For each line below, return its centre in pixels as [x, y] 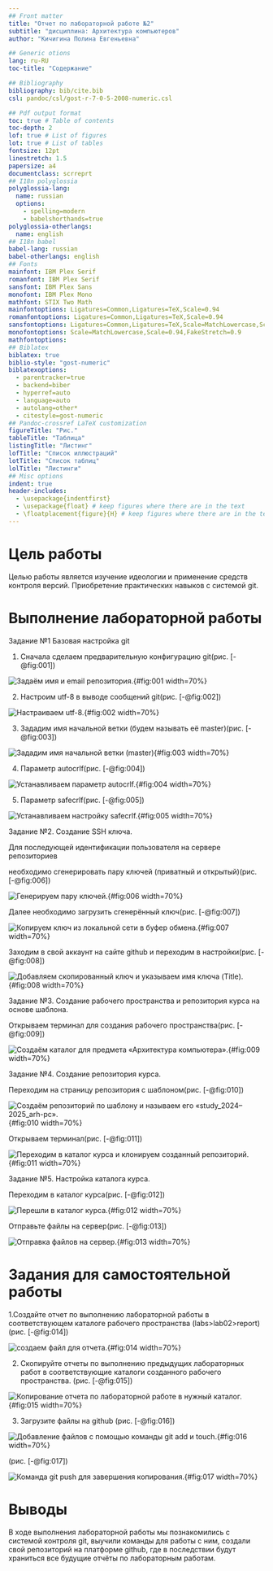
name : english [39, 234]
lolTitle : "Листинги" [45, 469]
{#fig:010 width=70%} [45, 1123]
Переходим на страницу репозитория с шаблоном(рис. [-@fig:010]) [126, 1089]
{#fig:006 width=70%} [145, 896]
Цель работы [55, 554]
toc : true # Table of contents [61, 120]
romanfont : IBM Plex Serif [54, 279]
